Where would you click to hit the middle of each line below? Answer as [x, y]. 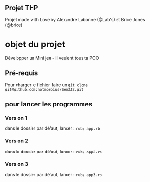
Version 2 [17, 141]
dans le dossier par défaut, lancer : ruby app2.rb [53, 152]
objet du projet [35, 44]
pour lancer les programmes [49, 104]
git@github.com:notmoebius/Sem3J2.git [44, 89]
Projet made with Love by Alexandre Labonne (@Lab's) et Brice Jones [75, 19]
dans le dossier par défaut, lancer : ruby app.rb [52, 128]
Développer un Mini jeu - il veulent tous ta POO [52, 58]
